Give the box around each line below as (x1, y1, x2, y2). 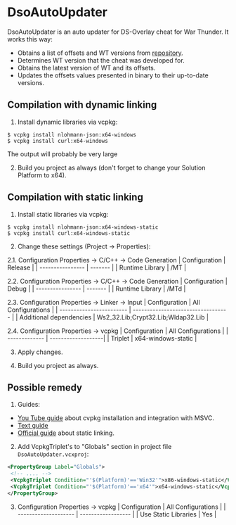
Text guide (17, 422, 49, 430)
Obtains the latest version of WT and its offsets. (17, 63, 156, 72)
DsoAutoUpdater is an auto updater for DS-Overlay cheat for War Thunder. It (7, 27, 229, 36)
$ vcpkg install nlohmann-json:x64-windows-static (7, 223, 159, 231)
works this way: (7, 34, 53, 43)
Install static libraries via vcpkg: (17, 210, 109, 218)
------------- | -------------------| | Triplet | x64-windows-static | (7, 334, 197, 342)
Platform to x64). (17, 170, 67, 179)
